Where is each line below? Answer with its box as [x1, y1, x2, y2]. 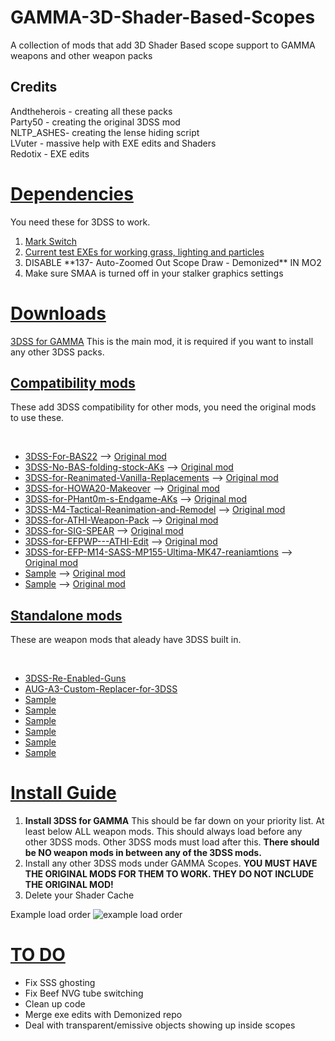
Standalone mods [10, 607, 123, 624]
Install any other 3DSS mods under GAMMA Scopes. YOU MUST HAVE [24, 857, 318, 870]
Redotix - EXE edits [10, 147, 90, 160]
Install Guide [10, 782, 117, 805]
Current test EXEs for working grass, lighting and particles [24, 246, 265, 258]
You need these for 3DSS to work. [10, 216, 151, 228]
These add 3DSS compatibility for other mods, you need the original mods [10, 401, 317, 413]
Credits [10, 79, 58, 96]
